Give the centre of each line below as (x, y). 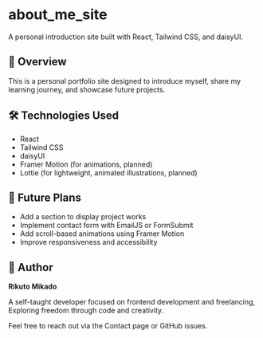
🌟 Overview (37, 62)
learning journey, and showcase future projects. (87, 89)
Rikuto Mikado (33, 287)
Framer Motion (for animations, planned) (86, 164)
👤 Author (31, 267)
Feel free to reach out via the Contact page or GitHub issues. (108, 326)
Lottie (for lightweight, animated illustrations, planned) (108, 172)
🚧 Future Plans (45, 197)
